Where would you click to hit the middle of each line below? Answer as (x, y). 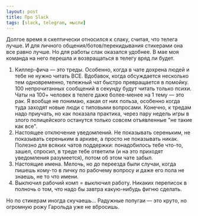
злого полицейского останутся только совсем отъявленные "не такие (103, 120)
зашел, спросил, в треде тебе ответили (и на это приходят (89, 151)
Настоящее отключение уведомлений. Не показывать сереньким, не (103, 133)
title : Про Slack (27, 17)
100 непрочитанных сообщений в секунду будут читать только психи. (103, 89)
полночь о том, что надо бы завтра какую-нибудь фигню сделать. (98, 189)
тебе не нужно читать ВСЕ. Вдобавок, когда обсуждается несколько (102, 76)
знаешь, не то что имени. (46, 177)
